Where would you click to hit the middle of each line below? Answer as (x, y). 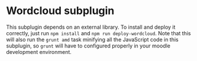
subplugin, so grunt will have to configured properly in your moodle (88, 46)
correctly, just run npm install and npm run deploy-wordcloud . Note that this (98, 33)
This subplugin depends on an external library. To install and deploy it (91, 27)
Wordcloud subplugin (60, 11)
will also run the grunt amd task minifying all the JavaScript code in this (92, 39)
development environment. (39, 52)
